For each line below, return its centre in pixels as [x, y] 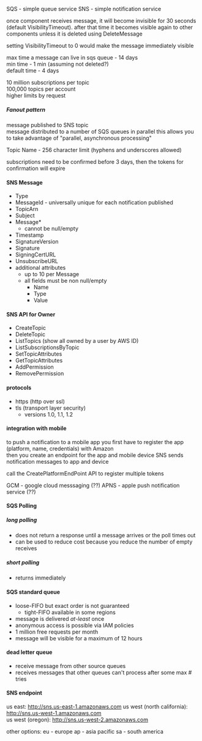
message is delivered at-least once [60, 618]
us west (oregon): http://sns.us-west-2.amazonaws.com [77, 720]
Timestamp [29, 235]
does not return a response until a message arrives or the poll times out [105, 536]
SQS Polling [22, 506]
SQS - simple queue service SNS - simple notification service [84, 9]
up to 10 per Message [52, 274]
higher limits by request [36, 95]
